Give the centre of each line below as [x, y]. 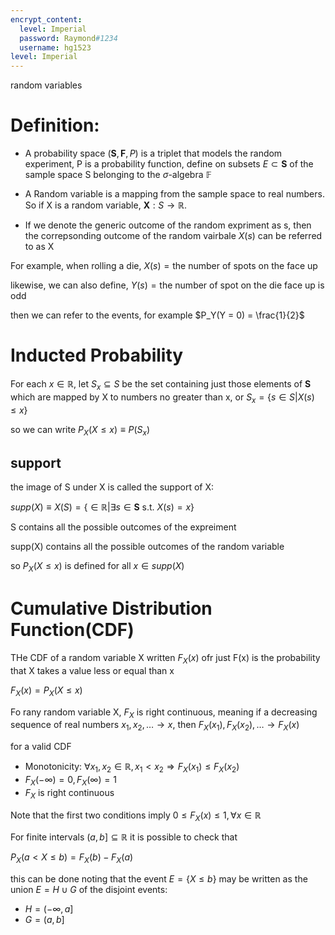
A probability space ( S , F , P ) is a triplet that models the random [153, 153]
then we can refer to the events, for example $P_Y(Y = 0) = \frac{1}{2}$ [157, 315]
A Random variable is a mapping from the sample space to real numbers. [174, 194]
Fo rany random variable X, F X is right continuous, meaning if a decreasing [164, 713]
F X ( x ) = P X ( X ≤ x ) [46, 691]
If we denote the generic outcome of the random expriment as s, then [168, 225]
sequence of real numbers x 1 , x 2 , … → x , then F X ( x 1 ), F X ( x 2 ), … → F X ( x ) [155, 726]
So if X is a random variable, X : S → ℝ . [106, 205]
